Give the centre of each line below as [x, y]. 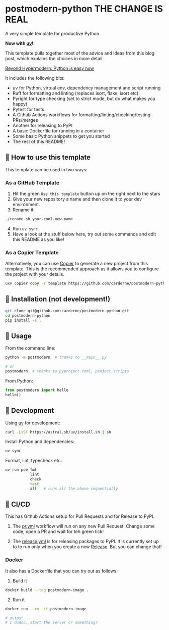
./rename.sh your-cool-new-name [39, 219]
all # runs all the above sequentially [74, 489]
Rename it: [24, 210]
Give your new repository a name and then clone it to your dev [77, 199]
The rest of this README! [39, 141]
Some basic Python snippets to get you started [61, 136]
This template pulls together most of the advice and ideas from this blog [80, 53]
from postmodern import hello [37, 390]
